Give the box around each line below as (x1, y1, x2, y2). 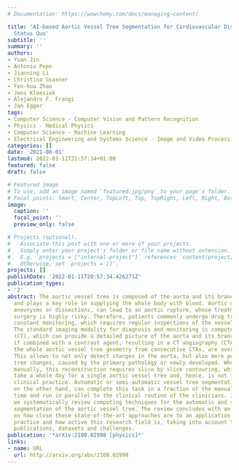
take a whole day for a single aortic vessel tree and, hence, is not (14, 372, 228, 380)
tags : (7, 109, 23, 116)
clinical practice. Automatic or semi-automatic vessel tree (14, 379, 199, 386)
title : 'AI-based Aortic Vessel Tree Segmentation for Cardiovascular (7, 23, 221, 31)
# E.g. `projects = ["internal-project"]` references (7, 253, 176, 261)
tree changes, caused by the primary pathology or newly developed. (14, 359, 221, 366)
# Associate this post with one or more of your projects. (7, 240, 193, 247)
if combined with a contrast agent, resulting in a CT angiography (14, 339, 218, 346)
